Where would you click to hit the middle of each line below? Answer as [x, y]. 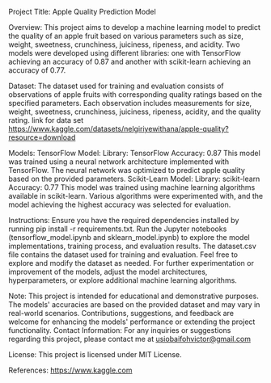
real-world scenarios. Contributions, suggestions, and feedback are [121, 313]
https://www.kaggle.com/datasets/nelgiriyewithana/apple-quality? [119, 129]
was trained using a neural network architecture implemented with [119, 162]
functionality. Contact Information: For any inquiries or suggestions [120, 330]
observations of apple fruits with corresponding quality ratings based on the [135, 95]
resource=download [42, 137]
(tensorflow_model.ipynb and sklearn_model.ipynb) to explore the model [129, 237]
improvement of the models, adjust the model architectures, [108, 271]
